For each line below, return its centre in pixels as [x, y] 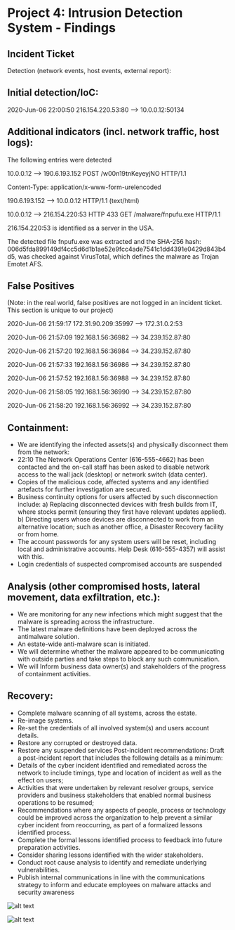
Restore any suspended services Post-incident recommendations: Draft [121, 750]
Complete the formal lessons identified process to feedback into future [120, 840]
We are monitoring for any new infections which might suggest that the [120, 614]
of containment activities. [54, 674]
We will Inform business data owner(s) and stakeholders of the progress [122, 666]
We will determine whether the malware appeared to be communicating [121, 652]
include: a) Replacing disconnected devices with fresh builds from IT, [117, 505]
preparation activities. [49, 847]
